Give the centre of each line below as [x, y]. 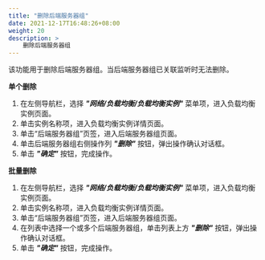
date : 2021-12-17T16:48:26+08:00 [64, 23]
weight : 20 [26, 30]
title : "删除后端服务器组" [49, 16]
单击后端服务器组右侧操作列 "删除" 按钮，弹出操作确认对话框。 [124, 144]
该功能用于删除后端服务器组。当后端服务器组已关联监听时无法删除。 [121, 70]
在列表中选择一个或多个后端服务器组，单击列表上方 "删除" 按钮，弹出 [135, 228]
